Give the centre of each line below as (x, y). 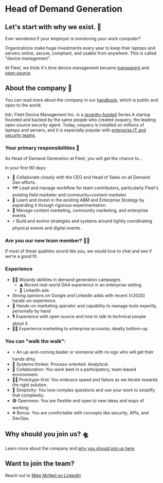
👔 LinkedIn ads (34, 290)
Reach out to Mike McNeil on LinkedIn (43, 475)
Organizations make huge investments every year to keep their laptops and (80, 48)
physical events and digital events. (47, 228)
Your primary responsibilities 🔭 (42, 148)
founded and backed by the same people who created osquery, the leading (81, 120)
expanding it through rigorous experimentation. (59, 205)
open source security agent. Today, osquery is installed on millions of (75, 125)
